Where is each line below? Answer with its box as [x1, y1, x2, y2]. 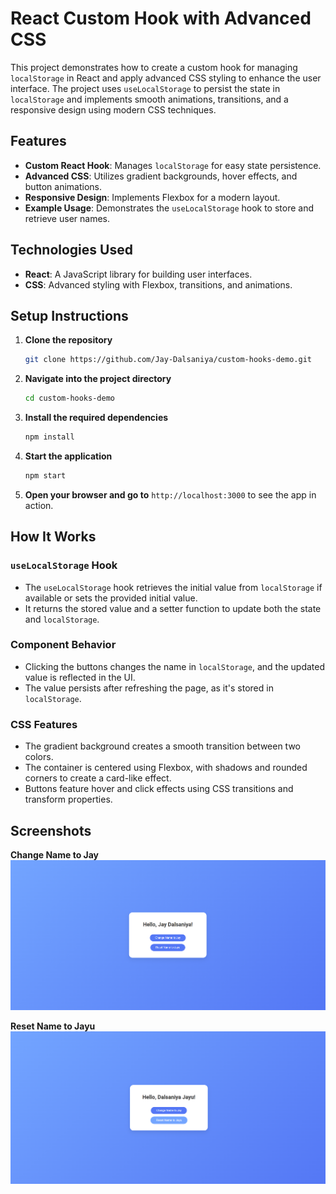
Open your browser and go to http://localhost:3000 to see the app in [24, 488, 317, 501]
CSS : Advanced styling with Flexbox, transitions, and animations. [24, 278, 293, 291]
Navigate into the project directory [24, 373, 172, 385]
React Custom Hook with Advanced [10, 7, 312, 30]
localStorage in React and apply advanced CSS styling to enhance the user [10, 72, 322, 84]
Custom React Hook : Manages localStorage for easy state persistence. [24, 159, 322, 171]
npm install [24, 432, 75, 442]
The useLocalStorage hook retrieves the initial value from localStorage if [24, 581, 323, 593]
